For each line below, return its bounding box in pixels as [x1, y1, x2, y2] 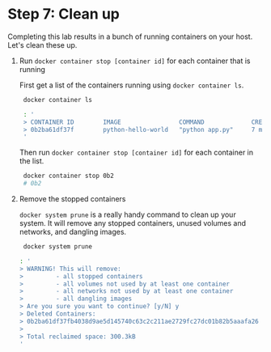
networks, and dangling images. [19, 227, 127, 237]
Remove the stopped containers [19, 194, 126, 204]
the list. [19, 156, 44, 166]
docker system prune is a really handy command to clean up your [19, 210, 236, 219]
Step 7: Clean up [7, 5, 121, 23]
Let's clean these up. [7, 40, 78, 49]
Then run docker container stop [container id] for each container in [19, 147, 254, 158]
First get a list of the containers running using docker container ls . [19, 80, 244, 90]
